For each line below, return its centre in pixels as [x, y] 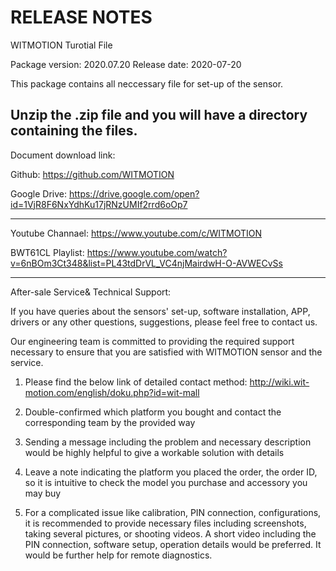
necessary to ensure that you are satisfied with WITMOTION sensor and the [166, 352]
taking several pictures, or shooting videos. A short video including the [170, 533]
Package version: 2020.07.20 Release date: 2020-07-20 [126, 64]
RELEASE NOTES [81, 17]
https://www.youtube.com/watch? [157, 252]
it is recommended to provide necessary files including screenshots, [165, 523]
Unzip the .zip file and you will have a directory [159, 115]
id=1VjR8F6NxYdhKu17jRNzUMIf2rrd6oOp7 [99, 204]
